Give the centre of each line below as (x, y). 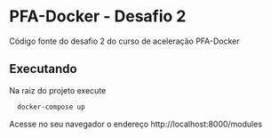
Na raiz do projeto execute (58, 90)
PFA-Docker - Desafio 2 (98, 16)
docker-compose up (52, 107)
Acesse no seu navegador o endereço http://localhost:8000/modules (136, 124)
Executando (43, 69)
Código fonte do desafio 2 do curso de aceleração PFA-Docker (124, 41)
